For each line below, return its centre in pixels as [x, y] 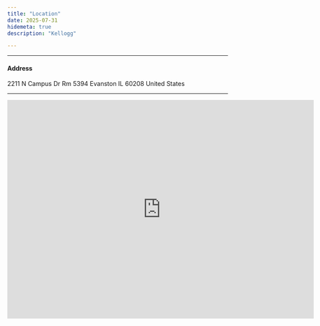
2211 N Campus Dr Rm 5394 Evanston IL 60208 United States [96, 84]
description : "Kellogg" [42, 33]
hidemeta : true [29, 27]
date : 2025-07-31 [33, 20]
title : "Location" [34, 14]
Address [20, 68]
